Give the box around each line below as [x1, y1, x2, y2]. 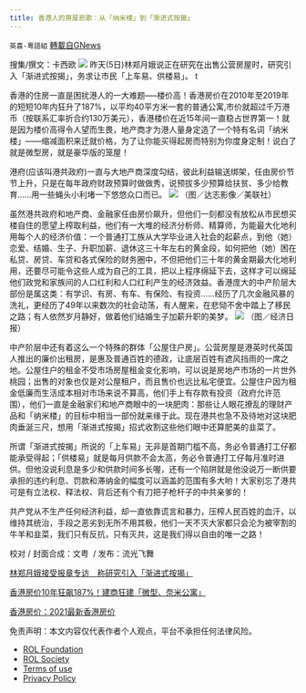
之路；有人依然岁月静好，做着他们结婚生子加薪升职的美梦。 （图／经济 [9, 311, 287, 322]
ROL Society [22, 653, 70, 664]
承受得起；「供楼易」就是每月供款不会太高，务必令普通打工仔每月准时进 [16, 452, 285, 463]
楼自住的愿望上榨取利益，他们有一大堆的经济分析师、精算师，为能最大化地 [9, 220, 289, 231]
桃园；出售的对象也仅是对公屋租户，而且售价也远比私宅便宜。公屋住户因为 [9, 376, 289, 387]
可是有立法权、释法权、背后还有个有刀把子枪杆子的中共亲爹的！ [9, 486, 249, 497]
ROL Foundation [22, 644, 84, 655]
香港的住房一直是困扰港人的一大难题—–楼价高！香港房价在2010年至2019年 [9, 89, 290, 100]
